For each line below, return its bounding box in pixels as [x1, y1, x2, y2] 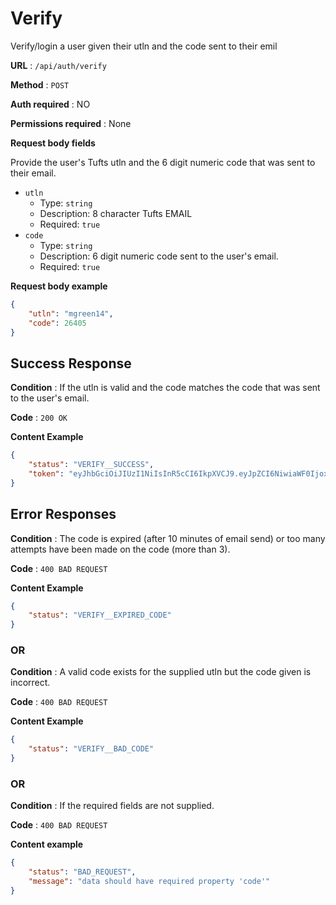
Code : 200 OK [10, 412, 68, 424]
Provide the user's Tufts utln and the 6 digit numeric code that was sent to [10, 156, 316, 168]
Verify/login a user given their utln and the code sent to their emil [10, 40, 278, 52]
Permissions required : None [10, 117, 132, 129]
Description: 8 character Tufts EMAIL [39, 207, 193, 219]
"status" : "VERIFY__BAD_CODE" [28, 744, 155, 754]
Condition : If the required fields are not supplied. [10, 800, 215, 812]
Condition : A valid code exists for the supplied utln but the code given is [10, 666, 312, 678]
